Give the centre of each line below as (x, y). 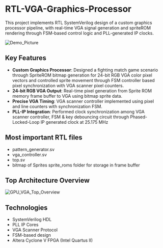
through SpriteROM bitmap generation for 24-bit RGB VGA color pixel (82, 75)
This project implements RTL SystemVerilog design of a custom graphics (79, 23)
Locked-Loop (26, 122)
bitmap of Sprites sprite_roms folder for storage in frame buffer (76, 165)
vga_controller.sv (29, 154)
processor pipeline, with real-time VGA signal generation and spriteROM (78, 28)
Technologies (27, 207)
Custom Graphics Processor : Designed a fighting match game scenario (85, 70)
